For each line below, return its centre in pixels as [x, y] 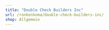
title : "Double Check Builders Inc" [44, 10]
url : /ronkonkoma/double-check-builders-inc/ [54, 15]
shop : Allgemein [23, 19]
